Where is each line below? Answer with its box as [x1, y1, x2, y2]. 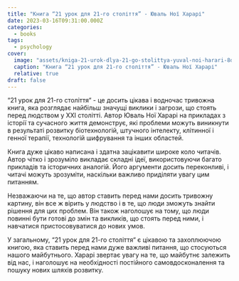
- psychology [14, 43, 53, 51]
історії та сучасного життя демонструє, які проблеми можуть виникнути [7, 119, 229, 127]
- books [14, 30, 37, 38]
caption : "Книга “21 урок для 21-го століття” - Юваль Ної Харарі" [14, 63, 218, 70]
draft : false [7, 76, 46, 84]
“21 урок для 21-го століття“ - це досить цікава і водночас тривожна [7, 96, 215, 105]
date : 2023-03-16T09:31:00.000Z [7, 17, 103, 24]
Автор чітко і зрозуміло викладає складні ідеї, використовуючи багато [7, 155, 222, 164]
